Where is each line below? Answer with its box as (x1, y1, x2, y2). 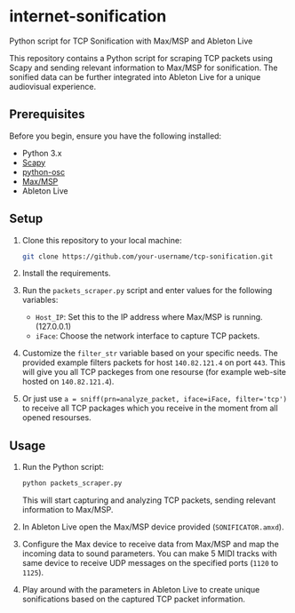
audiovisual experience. (9, 81, 96, 92)
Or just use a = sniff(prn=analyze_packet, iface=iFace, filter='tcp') (21, 394, 287, 404)
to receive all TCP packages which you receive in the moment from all (21, 402, 278, 414)
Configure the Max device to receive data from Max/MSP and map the (21, 539, 280, 550)
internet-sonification (9, 6, 167, 27)
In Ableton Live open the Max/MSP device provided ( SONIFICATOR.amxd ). (21, 521, 284, 532)
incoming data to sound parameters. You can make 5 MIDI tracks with (21, 548, 277, 559)
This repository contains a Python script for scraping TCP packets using (9, 52, 273, 63)
